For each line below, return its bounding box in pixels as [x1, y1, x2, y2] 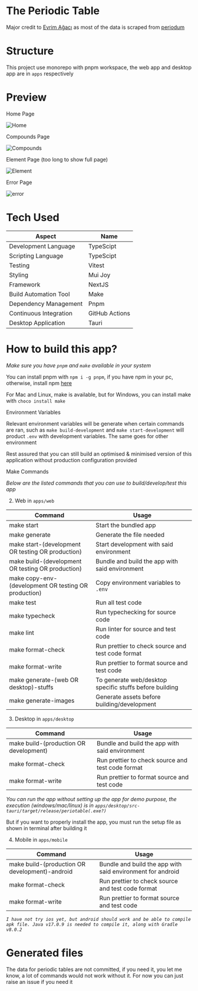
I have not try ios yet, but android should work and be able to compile [6, 916, 192, 922]
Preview [6, 91, 47, 104]
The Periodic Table [6, 4, 100, 18]
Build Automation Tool [9, 290, 70, 298]
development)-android [9, 867, 72, 875]
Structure [6, 44, 54, 58]
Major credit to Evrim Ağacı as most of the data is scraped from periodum [6, 24, 185, 31]
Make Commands [6, 467, 49, 475]
